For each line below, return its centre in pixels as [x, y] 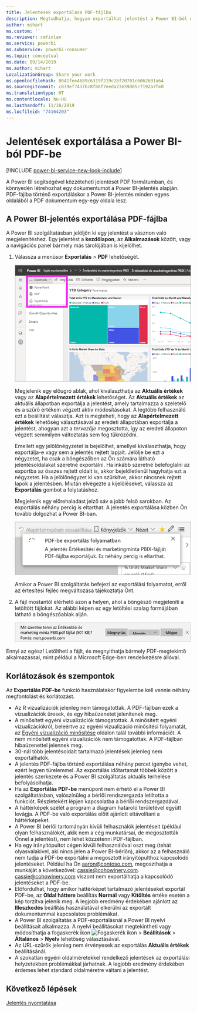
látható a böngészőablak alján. [51, 614]
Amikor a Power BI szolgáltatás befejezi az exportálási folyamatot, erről [100, 585]
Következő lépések [42, 989]
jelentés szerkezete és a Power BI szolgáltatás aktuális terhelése [93, 777]
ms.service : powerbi [31, 44]
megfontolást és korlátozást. [40, 696]
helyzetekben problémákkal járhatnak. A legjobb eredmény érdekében [99, 964]
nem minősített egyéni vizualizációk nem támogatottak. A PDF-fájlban [98, 739]
